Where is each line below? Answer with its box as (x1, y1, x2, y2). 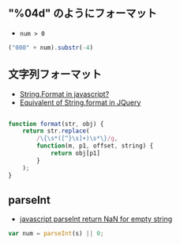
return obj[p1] (50, 149, 101, 157)
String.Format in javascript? (19, 89, 110, 98)
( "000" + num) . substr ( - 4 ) (8, 44, 93, 52)
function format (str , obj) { (8, 120, 104, 128)
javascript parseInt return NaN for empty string (19, 214, 173, 224)
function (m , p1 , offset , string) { (36, 142, 154, 150)
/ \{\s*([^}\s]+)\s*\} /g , (36, 135, 118, 143)
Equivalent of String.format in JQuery (19, 98, 141, 107)
